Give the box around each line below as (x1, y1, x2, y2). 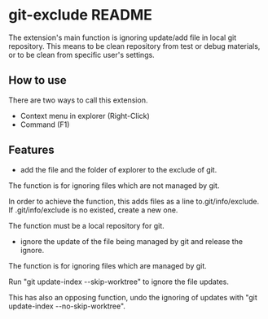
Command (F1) (20, 120, 70, 129)
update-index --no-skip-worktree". (8, 301, 126, 311)
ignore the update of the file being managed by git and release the (20, 236, 243, 246)
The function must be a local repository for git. (8, 221, 165, 230)
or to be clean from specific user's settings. (8, 50, 155, 59)
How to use (8, 73, 67, 87)
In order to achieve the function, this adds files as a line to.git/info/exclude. (8, 196, 259, 206)
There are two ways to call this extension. (8, 95, 148, 105)
